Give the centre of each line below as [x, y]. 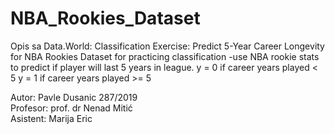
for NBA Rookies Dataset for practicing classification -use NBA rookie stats [165, 56]
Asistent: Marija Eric [51, 118]
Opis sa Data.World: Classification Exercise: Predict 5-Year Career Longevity [167, 46]
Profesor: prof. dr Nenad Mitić [71, 108]
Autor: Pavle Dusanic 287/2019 [74, 97]
